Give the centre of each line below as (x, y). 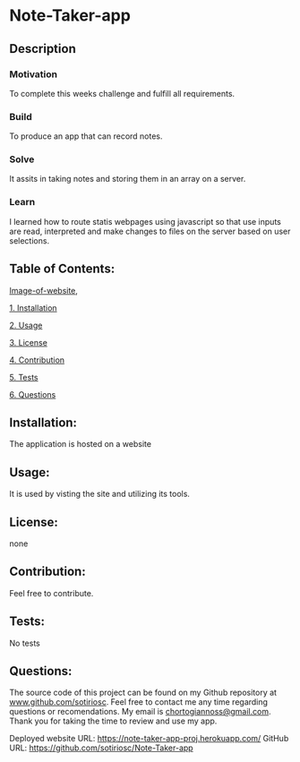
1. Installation (33, 308)
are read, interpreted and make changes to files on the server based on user (150, 231)
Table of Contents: (62, 269)
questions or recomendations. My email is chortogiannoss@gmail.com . (140, 712)
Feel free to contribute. (51, 593)
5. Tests (24, 377)
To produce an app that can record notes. (86, 136)
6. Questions (33, 394)
